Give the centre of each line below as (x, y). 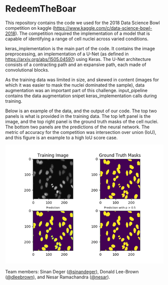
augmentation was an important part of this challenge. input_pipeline (76, 90)
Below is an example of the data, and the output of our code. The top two (81, 111)
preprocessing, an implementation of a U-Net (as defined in (67, 54)
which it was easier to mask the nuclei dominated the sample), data (75, 85)
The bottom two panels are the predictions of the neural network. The (77, 127)
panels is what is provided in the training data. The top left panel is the (78, 116)
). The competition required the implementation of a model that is (82, 33)
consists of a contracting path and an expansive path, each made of (76, 64)
